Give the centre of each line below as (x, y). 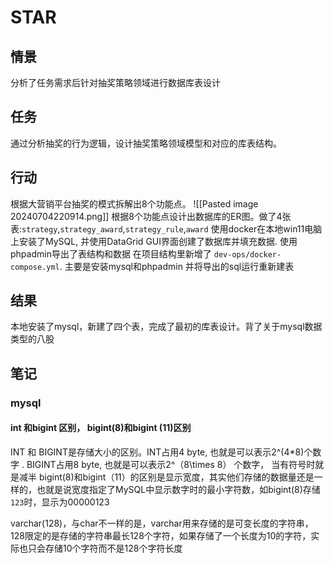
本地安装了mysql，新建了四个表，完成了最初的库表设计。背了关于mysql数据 (166, 327)
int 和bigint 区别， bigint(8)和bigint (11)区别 (101, 428)
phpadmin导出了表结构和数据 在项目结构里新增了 (111, 253)
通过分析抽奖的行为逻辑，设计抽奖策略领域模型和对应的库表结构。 (146, 143)
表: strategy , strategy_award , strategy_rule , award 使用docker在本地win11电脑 (166, 228)
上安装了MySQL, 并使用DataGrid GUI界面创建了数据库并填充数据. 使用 (154, 241)
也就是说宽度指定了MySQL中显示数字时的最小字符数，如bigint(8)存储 (178, 489)
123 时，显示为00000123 (60, 502)
